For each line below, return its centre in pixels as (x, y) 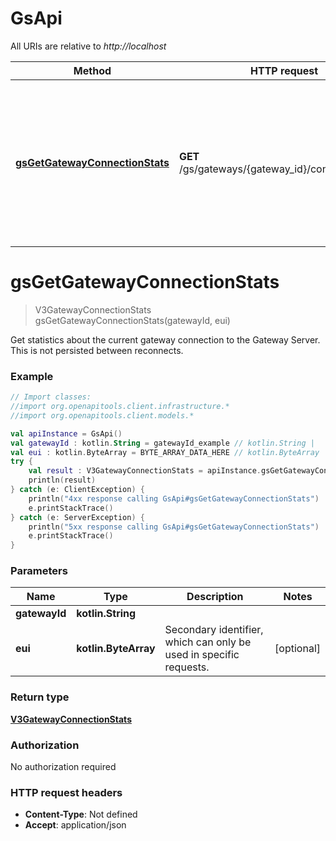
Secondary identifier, (214, 630)
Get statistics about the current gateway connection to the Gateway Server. (165, 339)
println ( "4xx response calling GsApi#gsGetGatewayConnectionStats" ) (174, 498)
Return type (40, 697)
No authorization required (63, 767)
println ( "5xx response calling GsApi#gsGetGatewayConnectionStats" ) (174, 527)
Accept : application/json (75, 825)
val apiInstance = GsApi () (66, 433)
